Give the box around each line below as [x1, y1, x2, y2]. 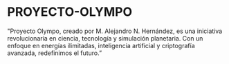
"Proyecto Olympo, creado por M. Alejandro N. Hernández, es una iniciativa [7, 27, 223, 35]
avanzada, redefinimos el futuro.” [7, 49, 102, 57]
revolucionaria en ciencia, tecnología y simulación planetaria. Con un [7, 34, 203, 42]
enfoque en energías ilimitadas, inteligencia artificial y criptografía [7, 41, 195, 50]
